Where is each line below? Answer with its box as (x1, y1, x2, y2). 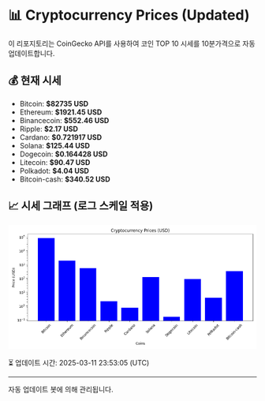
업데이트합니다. (8, 48, 55, 58)
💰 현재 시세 (8, 74, 62, 88)
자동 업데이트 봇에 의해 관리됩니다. (8, 384, 114, 394)
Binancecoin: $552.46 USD (19, 115, 110, 125)
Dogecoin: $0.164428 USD (19, 149, 108, 159)
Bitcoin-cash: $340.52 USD (19, 174, 110, 184)
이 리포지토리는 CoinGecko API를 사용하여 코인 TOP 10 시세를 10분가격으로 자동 (8, 39, 256, 48)
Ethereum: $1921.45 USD (19, 107, 103, 117)
